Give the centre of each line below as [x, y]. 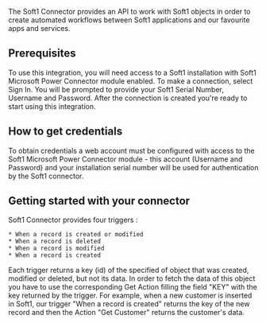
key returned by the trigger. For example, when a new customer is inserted [130, 296]
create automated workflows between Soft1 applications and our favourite [129, 20]
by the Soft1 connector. [46, 176]
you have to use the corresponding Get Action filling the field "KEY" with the [133, 287]
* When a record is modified [56, 249]
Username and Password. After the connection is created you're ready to [128, 98]
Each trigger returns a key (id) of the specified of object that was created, [129, 270]
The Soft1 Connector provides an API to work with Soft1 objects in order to [130, 12]
